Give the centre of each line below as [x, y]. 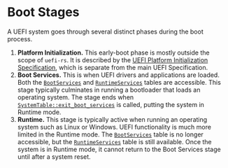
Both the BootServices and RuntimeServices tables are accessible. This [119, 82]
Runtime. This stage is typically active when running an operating [112, 119]
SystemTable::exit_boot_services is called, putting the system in [111, 104]
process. [20, 38]
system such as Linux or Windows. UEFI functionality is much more [114, 127]
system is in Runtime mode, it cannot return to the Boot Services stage [119, 149]
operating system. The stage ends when [76, 97]
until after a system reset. [54, 156]
